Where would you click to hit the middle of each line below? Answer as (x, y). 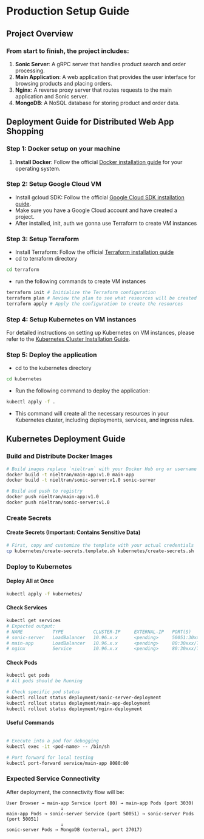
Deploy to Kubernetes (39, 566)
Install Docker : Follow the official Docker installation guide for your (99, 162)
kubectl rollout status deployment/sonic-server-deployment (84, 698)
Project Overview (40, 34)
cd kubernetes (24, 379)
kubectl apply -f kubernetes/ (45, 594)
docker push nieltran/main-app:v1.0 (53, 497)
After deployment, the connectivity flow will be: (65, 792)
